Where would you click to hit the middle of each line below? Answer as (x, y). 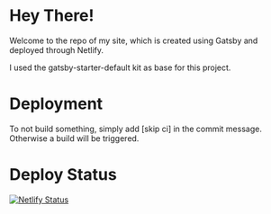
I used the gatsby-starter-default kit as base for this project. (120, 67)
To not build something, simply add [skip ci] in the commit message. (136, 129)
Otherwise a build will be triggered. (74, 138)
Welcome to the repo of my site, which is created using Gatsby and (134, 40)
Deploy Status (63, 175)
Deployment (56, 104)
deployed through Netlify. (56, 49)
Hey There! (52, 16)
